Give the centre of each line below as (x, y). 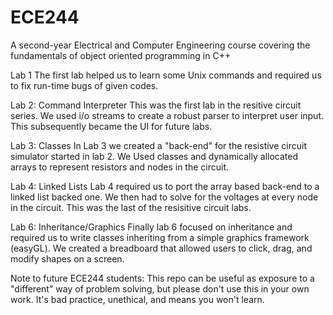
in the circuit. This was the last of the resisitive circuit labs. (131, 207)
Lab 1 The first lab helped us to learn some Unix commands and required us (166, 75)
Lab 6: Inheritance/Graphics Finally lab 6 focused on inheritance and (151, 227)
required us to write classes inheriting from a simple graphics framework (160, 237)
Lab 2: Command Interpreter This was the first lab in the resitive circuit (156, 105)
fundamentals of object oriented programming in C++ (121, 55)
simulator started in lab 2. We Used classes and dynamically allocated (154, 156)
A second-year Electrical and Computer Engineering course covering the (160, 45)
